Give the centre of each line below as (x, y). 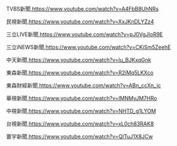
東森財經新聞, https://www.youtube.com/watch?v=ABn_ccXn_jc (84, 85)
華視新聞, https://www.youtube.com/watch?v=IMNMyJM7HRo (82, 98)
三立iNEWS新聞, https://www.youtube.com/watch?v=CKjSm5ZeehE (89, 47)
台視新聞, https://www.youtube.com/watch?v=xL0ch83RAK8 (80, 124)
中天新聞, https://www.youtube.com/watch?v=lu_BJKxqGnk (79, 60)
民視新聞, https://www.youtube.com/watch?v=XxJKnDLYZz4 (80, 22)
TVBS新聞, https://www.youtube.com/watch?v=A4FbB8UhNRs (83, 9)
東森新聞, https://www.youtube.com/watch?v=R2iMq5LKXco (80, 73)
